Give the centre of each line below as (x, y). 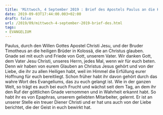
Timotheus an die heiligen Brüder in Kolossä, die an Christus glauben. (74, 51)
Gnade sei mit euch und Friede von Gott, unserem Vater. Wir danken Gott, (78, 56)
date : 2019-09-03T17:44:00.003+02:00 (43, 14)
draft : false (18, 18)
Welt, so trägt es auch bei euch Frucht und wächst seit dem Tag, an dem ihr (81, 87)
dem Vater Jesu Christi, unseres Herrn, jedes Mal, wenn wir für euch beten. (81, 61)
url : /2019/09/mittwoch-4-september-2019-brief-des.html (64, 23)
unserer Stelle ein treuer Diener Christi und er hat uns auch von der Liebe (78, 102)
